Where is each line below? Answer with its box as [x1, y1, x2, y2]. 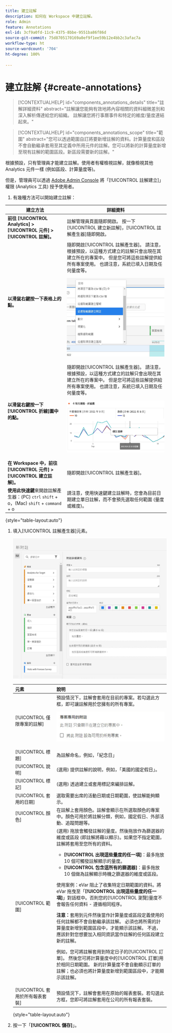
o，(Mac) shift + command [7, 500, 62, 506]
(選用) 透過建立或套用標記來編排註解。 [56, 781, 138, 787]
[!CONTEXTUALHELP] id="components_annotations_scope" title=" [17, 130, 159, 136]
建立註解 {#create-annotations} [5, 81, 142, 93]
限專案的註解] [15, 721, 45, 727]
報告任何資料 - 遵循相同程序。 [60, 901, 125, 907]
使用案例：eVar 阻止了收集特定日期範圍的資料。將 [56, 882, 162, 888]
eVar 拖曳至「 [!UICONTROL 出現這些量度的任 [56, 888, 153, 894]
